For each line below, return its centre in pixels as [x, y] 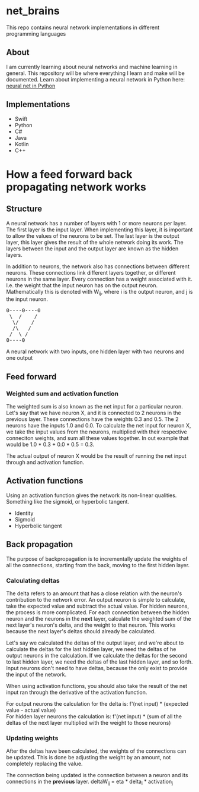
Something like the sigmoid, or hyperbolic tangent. [68, 501]
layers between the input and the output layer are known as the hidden [92, 249]
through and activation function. [45, 463]
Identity [24, 513]
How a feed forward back [69, 174]
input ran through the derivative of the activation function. [77, 692]
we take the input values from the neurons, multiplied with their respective [97, 432]
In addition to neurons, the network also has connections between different [98, 266]
